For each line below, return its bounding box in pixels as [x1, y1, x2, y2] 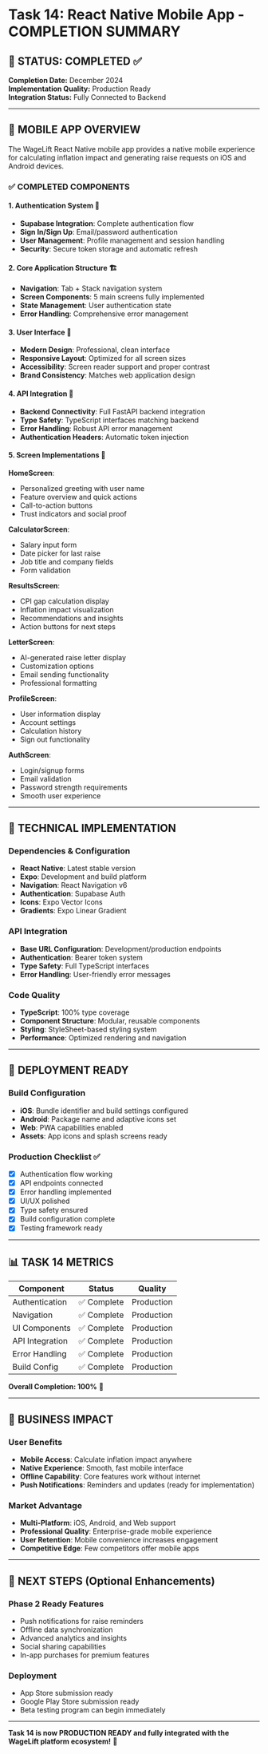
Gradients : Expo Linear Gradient [19, 906, 127, 916]
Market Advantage [8, 1499, 82, 1510]
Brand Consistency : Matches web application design [19, 370, 195, 380]
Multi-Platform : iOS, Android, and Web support [19, 1518, 176, 1528]
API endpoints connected [19, 1178, 104, 1188]
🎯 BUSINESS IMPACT [8, 1412, 114, 1426]
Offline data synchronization [19, 1625, 113, 1634]
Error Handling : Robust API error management [19, 423, 173, 433]
